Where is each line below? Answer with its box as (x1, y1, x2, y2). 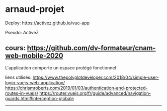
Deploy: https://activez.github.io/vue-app (5, 20, 90, 26)
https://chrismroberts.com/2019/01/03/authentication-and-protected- (5, 85, 148, 91)
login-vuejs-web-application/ (5, 79, 65, 85)
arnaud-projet (5, 3, 65, 15)
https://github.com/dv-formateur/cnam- (27, 44, 156, 53)
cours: (5, 44, 26, 53)
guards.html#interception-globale (5, 95, 74, 101)
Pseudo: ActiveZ (5, 29, 39, 35)
